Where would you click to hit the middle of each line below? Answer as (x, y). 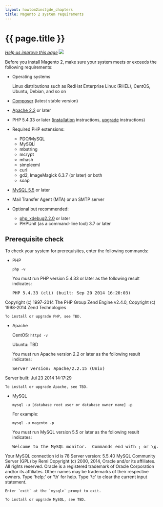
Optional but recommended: (41, 209)
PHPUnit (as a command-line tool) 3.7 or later (65, 224)
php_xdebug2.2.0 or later (45, 218)
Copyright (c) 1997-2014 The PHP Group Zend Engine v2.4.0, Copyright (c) (80, 302)
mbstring (29, 149)
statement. (16, 482)
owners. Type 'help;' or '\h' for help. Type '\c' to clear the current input (76, 477)
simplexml (30, 165)
